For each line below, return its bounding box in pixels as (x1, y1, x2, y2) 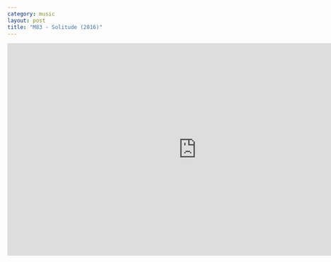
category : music (7, 10, 55, 18)
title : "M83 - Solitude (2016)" (7, 23, 103, 30)
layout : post (7, 17, 46, 24)
